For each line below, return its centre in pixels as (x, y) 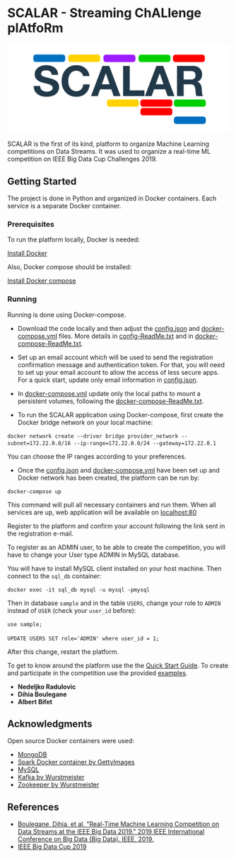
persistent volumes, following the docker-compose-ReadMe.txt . (111, 401)
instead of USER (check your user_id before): (72, 610)
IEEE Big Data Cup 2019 (52, 847)
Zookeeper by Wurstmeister (58, 785)
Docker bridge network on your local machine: (85, 422)
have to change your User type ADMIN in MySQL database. (94, 555)
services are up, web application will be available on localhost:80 (102, 512)
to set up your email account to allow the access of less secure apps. (118, 372)
